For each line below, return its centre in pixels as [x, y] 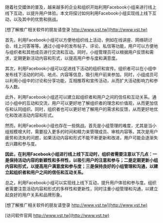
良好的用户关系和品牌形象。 [37, 195]
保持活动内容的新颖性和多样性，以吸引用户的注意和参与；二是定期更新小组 [83, 160]
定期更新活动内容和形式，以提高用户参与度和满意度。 [66, 58]
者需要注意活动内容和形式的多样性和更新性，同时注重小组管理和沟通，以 [77, 189]
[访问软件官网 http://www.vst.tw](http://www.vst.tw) [57, 215]
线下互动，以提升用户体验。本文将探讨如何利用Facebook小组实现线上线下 [79, 13]
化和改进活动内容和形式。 [31, 115]
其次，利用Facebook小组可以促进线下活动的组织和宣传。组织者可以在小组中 [81, 69]
